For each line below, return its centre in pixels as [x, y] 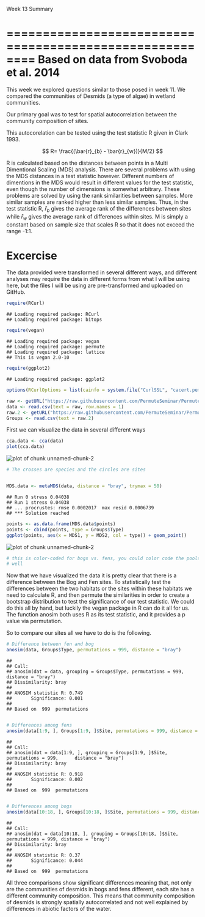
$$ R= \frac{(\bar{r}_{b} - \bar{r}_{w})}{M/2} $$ [103, 151]
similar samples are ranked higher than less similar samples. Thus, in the [97, 202]
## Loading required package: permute [56, 347]
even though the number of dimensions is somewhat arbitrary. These [93, 189]
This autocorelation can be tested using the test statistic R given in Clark [97, 133]
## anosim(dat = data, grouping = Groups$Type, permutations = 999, [95, 672]
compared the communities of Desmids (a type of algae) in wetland [91, 96]
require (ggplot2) [28, 369]
